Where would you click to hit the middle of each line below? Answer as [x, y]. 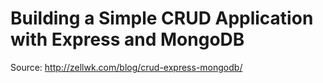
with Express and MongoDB [127, 39]
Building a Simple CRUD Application [162, 18]
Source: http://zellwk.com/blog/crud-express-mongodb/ [126, 67]
